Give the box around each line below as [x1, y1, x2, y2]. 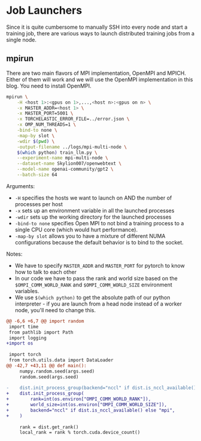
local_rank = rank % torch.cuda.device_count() [19, 430, 141, 436]
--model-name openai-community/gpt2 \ [17, 166, 114, 173]
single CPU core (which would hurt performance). [14, 226, 138, 233]
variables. [14, 287, 39, 294]
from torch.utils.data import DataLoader [8, 357, 114, 363]
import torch [8, 352, 42, 358]
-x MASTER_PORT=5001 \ [17, 110, 74, 117]
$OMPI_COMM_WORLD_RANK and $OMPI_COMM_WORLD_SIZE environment [14, 281, 172, 288]
